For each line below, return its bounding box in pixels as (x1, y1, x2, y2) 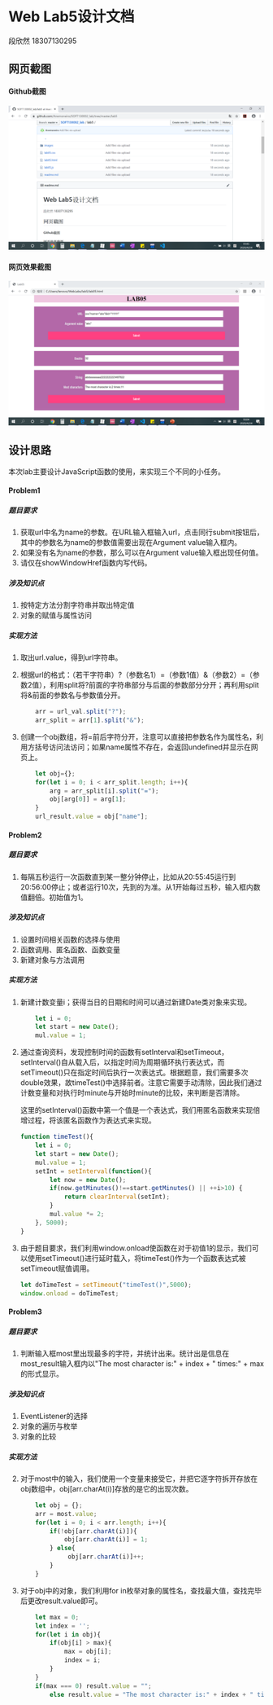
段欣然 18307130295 (8, 36, 77, 46)
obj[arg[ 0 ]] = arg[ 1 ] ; (50, 795, 127, 803)
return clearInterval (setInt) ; (63, 1193, 171, 1202)
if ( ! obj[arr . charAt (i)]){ (50, 1527, 137, 1536)
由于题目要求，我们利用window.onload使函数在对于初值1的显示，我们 (19, 1243, 252, 1253)
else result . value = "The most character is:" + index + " (50, 1690, 254, 1698)
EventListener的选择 (19, 1411, 88, 1421)
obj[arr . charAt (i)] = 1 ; (63, 1536, 149, 1544)
